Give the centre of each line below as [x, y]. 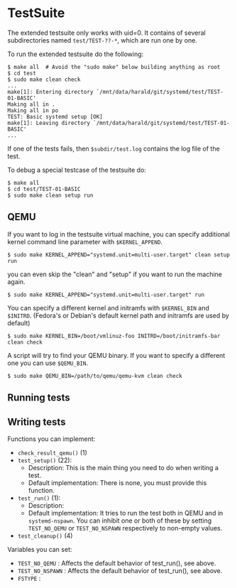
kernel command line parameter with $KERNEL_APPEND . [85, 241]
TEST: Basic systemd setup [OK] [55, 116]
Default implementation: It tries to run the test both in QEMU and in [126, 513]
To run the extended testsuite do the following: [76, 54]
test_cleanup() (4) [45, 535]
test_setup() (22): [45, 460]
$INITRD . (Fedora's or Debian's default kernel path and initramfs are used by [118, 315]
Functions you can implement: [51, 439]
